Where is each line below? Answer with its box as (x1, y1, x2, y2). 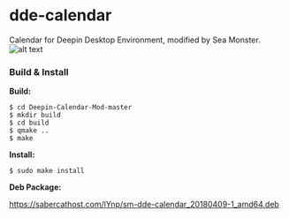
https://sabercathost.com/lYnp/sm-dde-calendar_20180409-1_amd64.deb (9, 199, 280, 210)
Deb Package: (9, 182, 62, 192)
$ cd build (9, 118, 49, 128)
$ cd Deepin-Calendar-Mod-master (9, 103, 133, 112)
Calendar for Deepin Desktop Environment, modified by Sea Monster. (9, 34, 261, 45)
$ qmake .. (9, 126, 49, 135)
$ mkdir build (9, 111, 62, 120)
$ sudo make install (9, 167, 86, 176)
